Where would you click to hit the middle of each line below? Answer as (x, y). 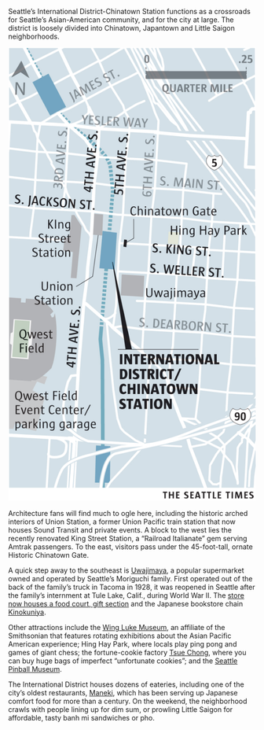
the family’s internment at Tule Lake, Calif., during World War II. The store (126, 595)
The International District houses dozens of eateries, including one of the (126, 684)
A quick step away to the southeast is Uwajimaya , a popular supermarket (126, 570)
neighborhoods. (34, 36)
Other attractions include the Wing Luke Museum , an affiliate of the (117, 627)
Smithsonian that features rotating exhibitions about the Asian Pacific (120, 636)
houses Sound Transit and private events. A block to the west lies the (120, 529)
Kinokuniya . (27, 612)
